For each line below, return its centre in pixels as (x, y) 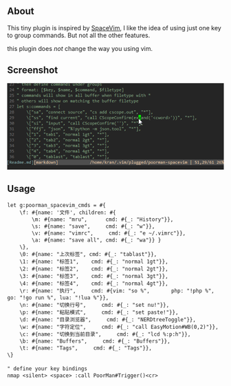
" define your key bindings (47, 369)
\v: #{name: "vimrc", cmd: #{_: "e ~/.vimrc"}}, (109, 233)
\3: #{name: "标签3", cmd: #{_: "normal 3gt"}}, (94, 277)
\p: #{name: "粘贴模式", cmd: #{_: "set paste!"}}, (99, 312)
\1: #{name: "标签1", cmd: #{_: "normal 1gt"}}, (94, 262)
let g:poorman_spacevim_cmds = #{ (57, 206)
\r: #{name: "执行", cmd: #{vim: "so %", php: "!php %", (117, 291)
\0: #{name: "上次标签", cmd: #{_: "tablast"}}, (88, 255)
